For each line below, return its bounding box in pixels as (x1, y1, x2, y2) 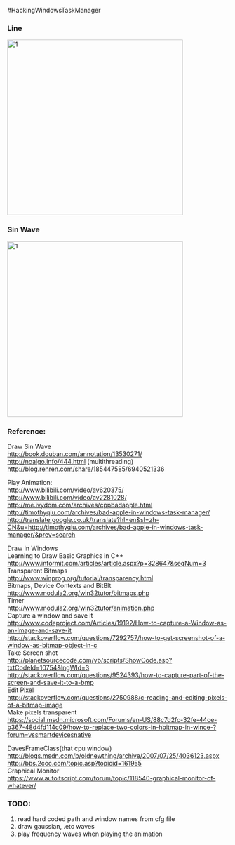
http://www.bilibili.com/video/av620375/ (7, 486, 124, 494)
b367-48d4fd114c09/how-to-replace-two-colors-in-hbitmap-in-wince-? (7, 723, 217, 731)
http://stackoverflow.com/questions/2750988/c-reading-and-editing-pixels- (7, 693, 228, 701)
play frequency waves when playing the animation (17, 830, 163, 838)
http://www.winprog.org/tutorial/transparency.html (7, 573, 154, 582)
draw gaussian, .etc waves (17, 823, 95, 831)
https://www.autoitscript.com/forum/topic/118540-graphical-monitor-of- (7, 773, 216, 782)
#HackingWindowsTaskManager (7, 6, 101, 14)
